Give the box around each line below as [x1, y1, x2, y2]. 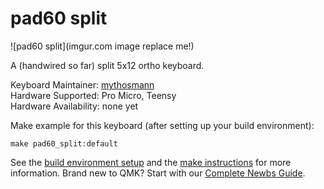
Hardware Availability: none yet [10, 100, 139, 112]
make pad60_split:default [10, 138, 118, 149]
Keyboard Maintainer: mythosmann [10, 78, 155, 91]
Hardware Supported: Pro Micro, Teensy [10, 89, 177, 101]
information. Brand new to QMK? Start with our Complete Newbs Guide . [10, 167, 306, 179]
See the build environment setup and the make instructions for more [10, 156, 292, 168]
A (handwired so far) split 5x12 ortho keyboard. [10, 59, 205, 71]
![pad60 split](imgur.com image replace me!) [10, 40, 195, 52]
